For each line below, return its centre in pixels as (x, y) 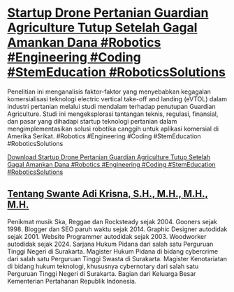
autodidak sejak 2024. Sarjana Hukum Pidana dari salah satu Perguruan (110, 244)
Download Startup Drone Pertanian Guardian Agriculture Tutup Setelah (109, 157)
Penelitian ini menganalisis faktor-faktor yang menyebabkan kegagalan (109, 92)
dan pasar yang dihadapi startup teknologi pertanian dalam (92, 121)
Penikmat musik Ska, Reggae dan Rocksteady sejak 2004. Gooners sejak (112, 221)
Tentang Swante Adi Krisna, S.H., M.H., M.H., (108, 194)
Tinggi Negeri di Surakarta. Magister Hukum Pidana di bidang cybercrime (113, 251)
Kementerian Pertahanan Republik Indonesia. (72, 281)
